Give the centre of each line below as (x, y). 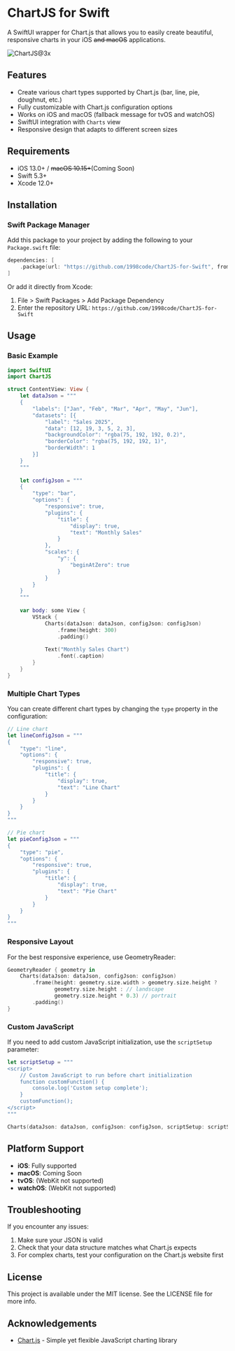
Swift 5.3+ (32, 176)
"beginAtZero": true (100, 565)
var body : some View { (53, 611)
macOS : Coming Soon (49, 1173)
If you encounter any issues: (48, 1226)
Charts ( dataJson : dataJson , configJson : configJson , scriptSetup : (106, 1127)
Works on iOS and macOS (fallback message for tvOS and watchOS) (116, 114)
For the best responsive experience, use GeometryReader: (92, 957)
